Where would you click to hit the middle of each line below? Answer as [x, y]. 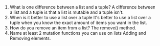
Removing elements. [30, 38]
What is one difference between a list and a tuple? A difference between [82, 7]
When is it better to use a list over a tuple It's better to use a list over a [80, 17]
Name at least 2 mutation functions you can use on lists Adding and [78, 33]
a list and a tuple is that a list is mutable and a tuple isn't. [67, 12]
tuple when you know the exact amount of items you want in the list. [78, 23]
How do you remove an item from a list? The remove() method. [73, 28]
